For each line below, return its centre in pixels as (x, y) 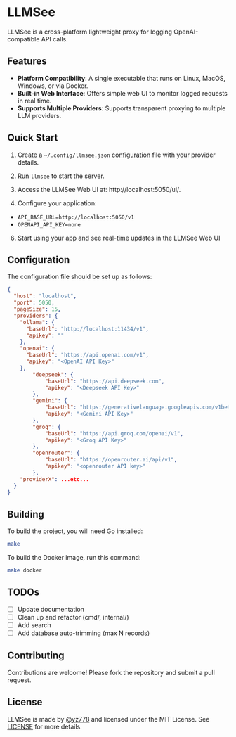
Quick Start (33, 138)
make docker (25, 570)
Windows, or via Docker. (53, 86)
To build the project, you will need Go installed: (75, 531)
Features (27, 62)
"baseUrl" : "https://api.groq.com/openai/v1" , (114, 433)
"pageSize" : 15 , (37, 309)
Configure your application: (57, 203)
